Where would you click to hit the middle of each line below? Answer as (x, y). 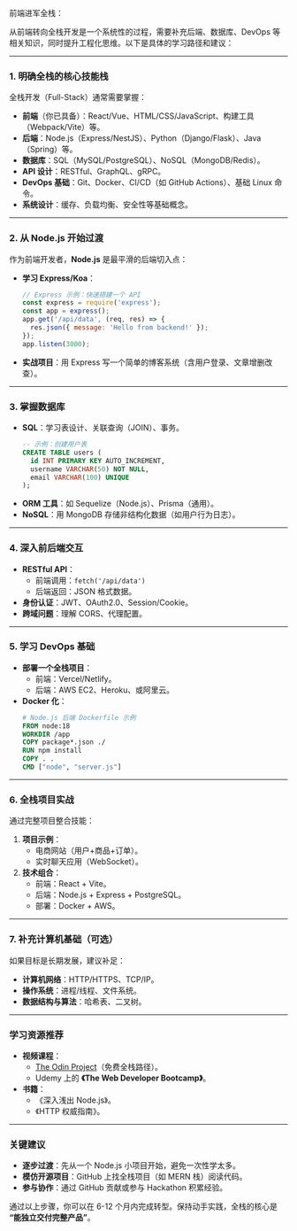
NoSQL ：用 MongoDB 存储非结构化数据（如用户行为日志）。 (131, 515)
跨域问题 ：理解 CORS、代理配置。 (84, 613)
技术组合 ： (42, 873)
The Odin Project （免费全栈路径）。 (99, 1066)
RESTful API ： (48, 569)
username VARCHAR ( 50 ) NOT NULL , (90, 469)
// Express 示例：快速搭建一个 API (81, 295)
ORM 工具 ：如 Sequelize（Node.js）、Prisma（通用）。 (120, 504)
